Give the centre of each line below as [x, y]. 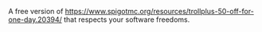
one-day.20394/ [35, 20]
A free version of [36, 11]
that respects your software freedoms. [127, 20]
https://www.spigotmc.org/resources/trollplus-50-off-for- [160, 11]
